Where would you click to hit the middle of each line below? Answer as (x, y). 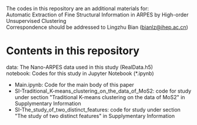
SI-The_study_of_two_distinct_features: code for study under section (98, 109)
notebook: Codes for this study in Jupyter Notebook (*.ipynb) (80, 73)
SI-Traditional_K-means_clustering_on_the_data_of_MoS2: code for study (103, 91)
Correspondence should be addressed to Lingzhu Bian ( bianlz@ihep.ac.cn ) (97, 27)
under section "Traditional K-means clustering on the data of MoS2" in (100, 97)
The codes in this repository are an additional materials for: (77, 9)
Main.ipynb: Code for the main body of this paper (74, 85)
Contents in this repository (73, 51)
